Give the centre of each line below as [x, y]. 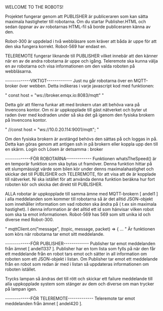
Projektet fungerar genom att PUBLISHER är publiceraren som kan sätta [77, 16]
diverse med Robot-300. [30, 220]
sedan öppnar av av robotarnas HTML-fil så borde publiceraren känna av [78, 27]
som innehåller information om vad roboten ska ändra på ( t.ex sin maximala [81, 204]
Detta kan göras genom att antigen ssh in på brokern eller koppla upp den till [81, 144]
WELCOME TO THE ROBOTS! [34, 7]
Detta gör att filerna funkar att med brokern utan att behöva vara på [72, 105]
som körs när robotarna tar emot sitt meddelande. [55, 234]
